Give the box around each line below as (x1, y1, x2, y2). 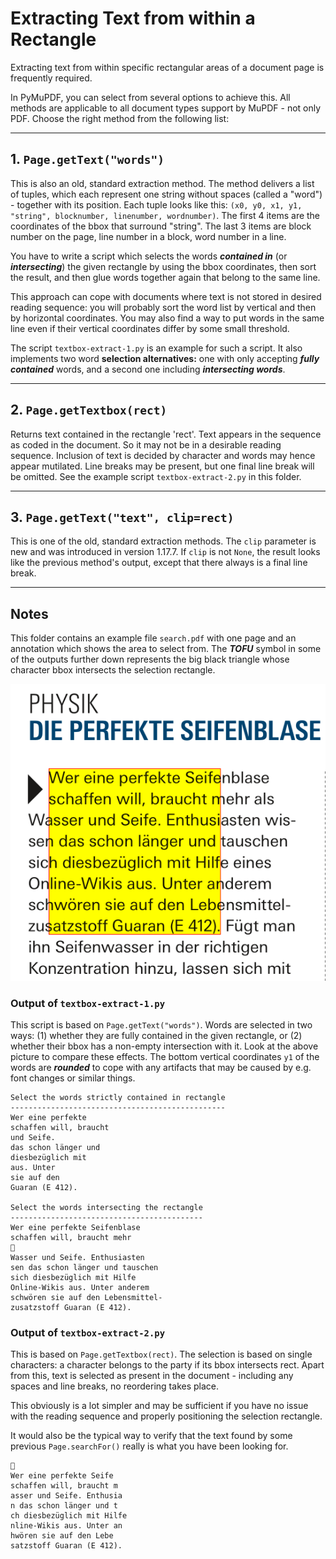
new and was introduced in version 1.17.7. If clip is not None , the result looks (10, 546, 321, 558)
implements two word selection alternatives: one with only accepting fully (10, 352, 320, 364)
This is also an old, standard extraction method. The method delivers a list (10, 177, 315, 189)
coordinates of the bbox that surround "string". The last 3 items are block (10, 220, 312, 232)
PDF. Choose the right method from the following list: (10, 112, 230, 124)
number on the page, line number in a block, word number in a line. (10, 230, 287, 242)
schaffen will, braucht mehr (10, 1232, 132, 1242)
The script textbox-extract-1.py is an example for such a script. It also (10, 342, 303, 354)
